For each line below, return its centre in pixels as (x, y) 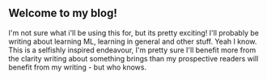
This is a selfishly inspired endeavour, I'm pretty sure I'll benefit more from (132, 50)
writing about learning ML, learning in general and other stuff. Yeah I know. (133, 41)
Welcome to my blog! (63, 13)
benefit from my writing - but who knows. (78, 67)
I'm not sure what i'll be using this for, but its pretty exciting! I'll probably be (133, 32)
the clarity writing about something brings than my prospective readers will (133, 58)
